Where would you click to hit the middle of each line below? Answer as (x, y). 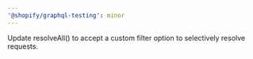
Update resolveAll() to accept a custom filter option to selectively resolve (126, 38)
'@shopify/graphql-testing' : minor (66, 15)
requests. (23, 46)
